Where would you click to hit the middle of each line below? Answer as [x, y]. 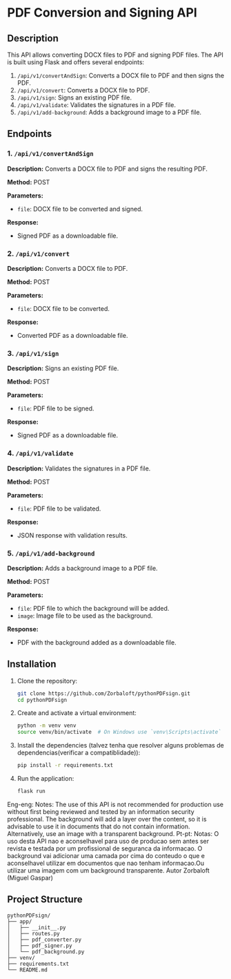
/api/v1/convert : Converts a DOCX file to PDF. [83, 90]
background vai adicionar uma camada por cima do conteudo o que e [106, 855]
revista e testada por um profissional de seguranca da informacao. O [105, 848]
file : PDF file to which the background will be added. [93, 608]
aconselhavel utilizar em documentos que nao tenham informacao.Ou [106, 863]
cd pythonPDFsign [42, 700]
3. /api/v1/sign [33, 353]
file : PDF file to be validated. [59, 508]
